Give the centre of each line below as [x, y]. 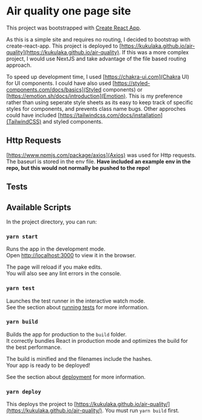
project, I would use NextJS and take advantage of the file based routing [96, 58]
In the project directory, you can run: [52, 222]
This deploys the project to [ [41, 404]
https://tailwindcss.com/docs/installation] [111, 115]
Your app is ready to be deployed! [48, 365]
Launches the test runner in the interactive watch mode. [76, 301]
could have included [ [33, 115]
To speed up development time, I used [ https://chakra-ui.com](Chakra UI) [98, 77]
